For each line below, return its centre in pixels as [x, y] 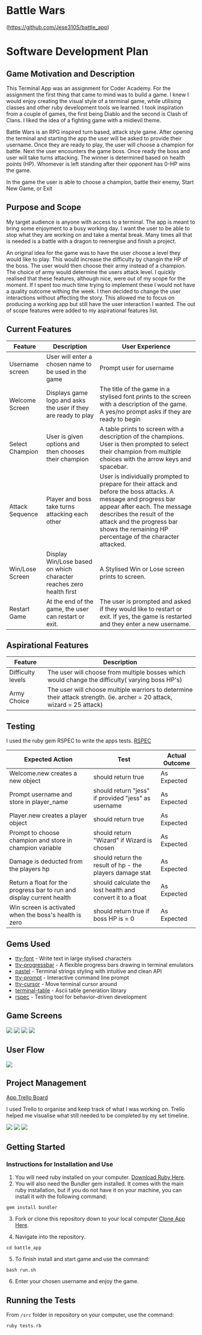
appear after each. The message [145, 506]
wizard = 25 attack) [75, 705]
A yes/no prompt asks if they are [145, 412]
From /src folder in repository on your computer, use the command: [90, 1315]
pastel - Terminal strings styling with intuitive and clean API [88, 971]
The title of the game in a [135, 389]
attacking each [67, 514]
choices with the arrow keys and [145, 459]
